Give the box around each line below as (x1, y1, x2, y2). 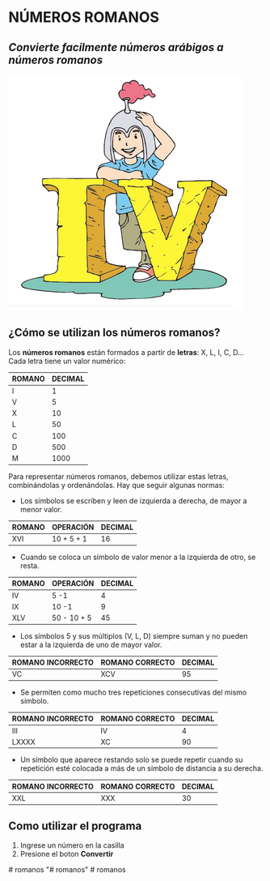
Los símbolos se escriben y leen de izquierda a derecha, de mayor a (19, 495, 247, 506)
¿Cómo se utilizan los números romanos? (8, 326, 221, 340)
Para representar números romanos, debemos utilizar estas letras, (8, 471, 229, 481)
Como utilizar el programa (8, 819, 142, 832)
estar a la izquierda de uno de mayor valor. (19, 639, 163, 649)
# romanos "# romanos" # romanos (8, 865, 127, 875)
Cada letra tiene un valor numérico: (8, 356, 126, 366)
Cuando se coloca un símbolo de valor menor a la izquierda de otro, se (19, 552, 256, 562)
